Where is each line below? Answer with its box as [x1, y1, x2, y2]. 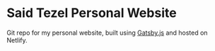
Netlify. [6, 35, 28, 44]
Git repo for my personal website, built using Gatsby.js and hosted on [6, 28, 208, 37]
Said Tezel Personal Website [6, 5, 178, 21]
